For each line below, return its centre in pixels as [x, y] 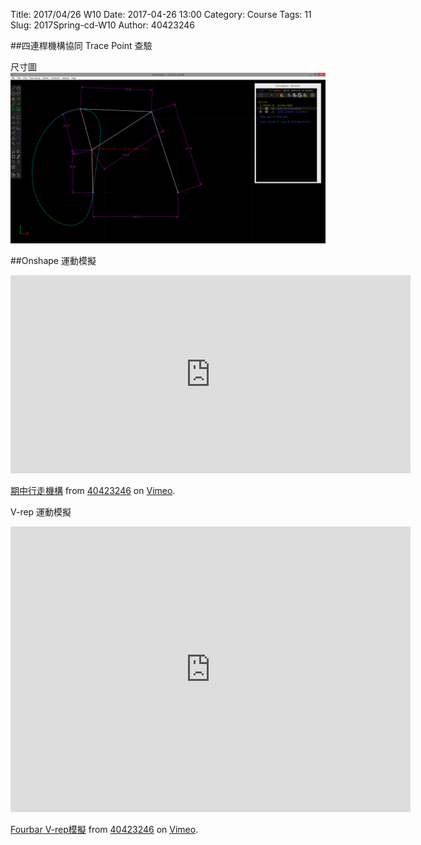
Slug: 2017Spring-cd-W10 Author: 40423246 [102, 25]
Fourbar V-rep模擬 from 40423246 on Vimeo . [104, 829]
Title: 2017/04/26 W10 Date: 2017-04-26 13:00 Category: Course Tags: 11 [161, 14]
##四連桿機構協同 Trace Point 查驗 [81, 45]
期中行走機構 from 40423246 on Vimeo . [93, 490]
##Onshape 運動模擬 [53, 260]
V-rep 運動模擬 [41, 511]
